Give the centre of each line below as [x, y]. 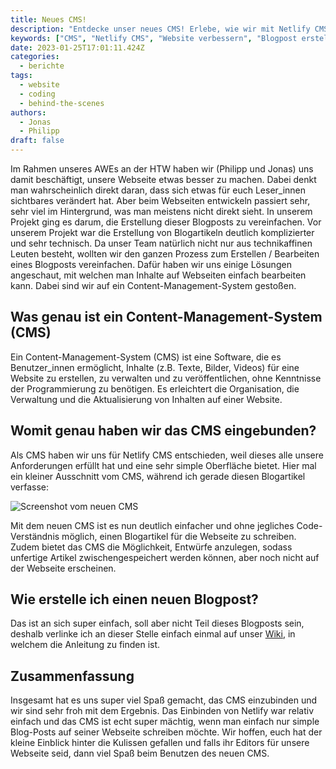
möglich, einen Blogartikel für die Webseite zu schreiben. [179, 536]
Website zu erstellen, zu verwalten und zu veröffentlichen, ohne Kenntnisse [166, 378]
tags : [21, 76]
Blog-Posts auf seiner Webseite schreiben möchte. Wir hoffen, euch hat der [166, 732]
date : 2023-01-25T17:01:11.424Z [77, 47]
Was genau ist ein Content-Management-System [166, 317]
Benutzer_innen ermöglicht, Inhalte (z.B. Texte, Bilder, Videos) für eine [155, 367]
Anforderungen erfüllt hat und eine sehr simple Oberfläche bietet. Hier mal [163, 465]
